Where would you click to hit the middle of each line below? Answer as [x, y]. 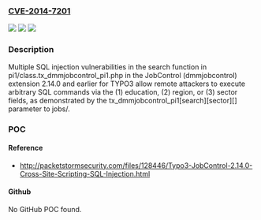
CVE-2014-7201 [39, 11]
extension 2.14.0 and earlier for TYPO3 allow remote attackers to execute [127, 84]
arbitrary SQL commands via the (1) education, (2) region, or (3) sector [123, 91]
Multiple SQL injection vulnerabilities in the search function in [108, 67]
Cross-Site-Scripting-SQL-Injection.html [85, 173]
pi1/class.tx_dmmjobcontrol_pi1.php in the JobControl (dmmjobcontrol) [123, 75]
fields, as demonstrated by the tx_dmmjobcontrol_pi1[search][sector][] [123, 100]
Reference [26, 148]
